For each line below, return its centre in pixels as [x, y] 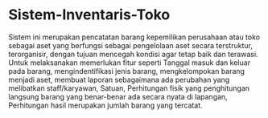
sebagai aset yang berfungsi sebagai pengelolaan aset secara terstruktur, [131, 45]
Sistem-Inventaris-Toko [89, 15]
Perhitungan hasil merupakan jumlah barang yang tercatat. [105, 105]
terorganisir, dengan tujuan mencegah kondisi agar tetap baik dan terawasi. [134, 54]
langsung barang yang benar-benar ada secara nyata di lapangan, [118, 96]
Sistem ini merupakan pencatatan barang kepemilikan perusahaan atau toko [134, 37]
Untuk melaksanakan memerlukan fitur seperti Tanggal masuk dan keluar [130, 63]
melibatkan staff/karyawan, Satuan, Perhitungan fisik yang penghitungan [129, 88]
